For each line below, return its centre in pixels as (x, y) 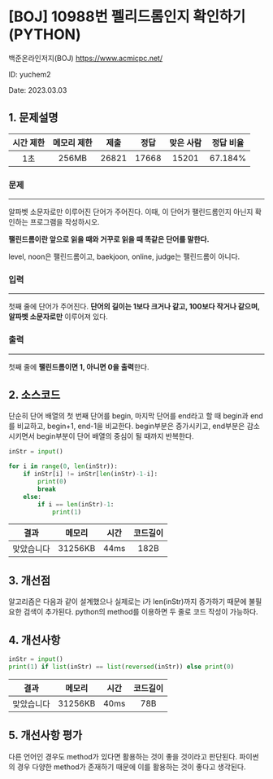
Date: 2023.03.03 (38, 90)
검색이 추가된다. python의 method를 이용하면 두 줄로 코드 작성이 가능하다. (141, 612)
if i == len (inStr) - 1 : (76, 504)
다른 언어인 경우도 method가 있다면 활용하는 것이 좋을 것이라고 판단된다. (123, 756)
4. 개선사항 (35, 640)
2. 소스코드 (35, 395)
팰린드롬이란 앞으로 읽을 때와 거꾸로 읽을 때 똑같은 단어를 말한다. (109, 239)
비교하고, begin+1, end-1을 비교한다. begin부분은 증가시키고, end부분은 (131, 426)
